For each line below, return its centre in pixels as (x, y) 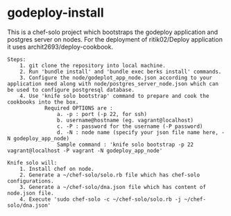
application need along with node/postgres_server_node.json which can (113, 84)
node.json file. (31, 193)
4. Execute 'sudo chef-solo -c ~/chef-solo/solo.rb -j (101, 199)
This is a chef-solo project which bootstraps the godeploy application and (113, 32)
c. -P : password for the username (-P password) (130, 126)
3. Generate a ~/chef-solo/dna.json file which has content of (113, 187)
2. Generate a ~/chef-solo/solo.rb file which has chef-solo (110, 175)
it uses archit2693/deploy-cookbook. (60, 47)
